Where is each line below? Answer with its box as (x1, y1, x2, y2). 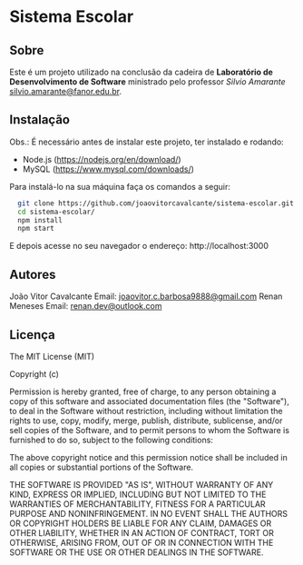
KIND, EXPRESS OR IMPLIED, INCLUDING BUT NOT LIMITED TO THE (9, 489, 267, 500)
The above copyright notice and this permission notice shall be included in (9, 451, 288, 462)
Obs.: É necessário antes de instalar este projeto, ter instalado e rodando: (9, 136, 284, 147)
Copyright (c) (9, 368, 59, 379)
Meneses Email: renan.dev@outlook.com (9, 301, 162, 312)
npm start (17, 224, 54, 233)
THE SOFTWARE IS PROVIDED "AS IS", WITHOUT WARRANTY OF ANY (9, 479, 274, 490)
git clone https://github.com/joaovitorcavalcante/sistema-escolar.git (17, 198, 295, 208)
